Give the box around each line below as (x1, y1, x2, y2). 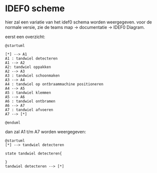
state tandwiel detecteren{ (5, 151, 62, 156)
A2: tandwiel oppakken (5, 65, 51, 69)
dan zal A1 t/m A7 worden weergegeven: (5, 129, 86, 134)
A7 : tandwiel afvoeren (5, 107, 54, 112)
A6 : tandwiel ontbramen (5, 99, 56, 104)
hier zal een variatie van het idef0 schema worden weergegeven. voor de (5, 19, 152, 25)
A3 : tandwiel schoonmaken (5, 73, 60, 78)
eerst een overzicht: (5, 34, 45, 40)
